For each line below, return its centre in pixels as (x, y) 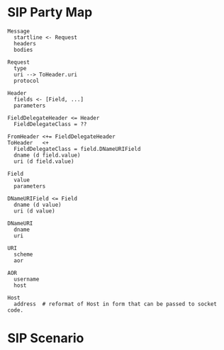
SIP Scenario (46, 338)
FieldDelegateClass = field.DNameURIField (77, 149)
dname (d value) (38, 205)
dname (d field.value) (47, 155)
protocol (27, 81)
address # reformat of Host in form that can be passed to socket (116, 304)
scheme (23, 254)
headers (25, 43)
